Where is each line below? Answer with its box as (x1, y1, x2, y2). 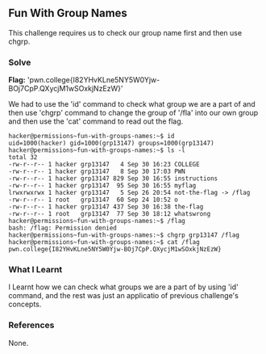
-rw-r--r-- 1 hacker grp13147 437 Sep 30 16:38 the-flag (8, 203, 204, 211)
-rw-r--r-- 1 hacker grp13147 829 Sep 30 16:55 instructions (8, 175, 218, 183)
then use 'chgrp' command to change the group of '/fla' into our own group (8, 108, 259, 118)
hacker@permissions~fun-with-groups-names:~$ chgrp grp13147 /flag (8, 231, 240, 239)
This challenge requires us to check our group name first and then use (8, 27, 243, 37)
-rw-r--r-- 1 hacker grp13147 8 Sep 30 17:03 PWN (8, 167, 185, 176)
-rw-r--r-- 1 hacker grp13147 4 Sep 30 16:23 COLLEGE (8, 161, 200, 169)
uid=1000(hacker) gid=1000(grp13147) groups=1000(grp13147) (8, 139, 215, 148)
